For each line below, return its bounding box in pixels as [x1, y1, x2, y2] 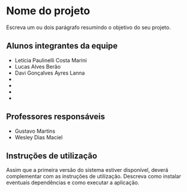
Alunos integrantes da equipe [6, 41, 118, 51]
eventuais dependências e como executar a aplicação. [6, 179, 140, 186]
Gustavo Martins [14, 127, 55, 135]
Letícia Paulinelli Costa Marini [14, 56, 87, 63]
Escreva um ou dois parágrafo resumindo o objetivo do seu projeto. [6, 24, 171, 31]
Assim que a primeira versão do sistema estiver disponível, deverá [6, 167, 169, 174]
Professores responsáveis [6, 111, 105, 122]
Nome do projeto [6, 4, 90, 18]
